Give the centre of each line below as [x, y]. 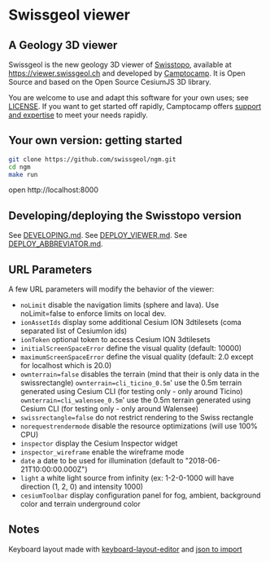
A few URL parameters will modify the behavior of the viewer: [111, 289]
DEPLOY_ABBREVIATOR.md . [56, 244]
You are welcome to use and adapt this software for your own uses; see [129, 98]
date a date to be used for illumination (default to [102, 461]
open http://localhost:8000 [54, 190]
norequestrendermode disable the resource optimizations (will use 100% [139, 426]
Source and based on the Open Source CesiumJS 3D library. [110, 82]
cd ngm [20, 167]
